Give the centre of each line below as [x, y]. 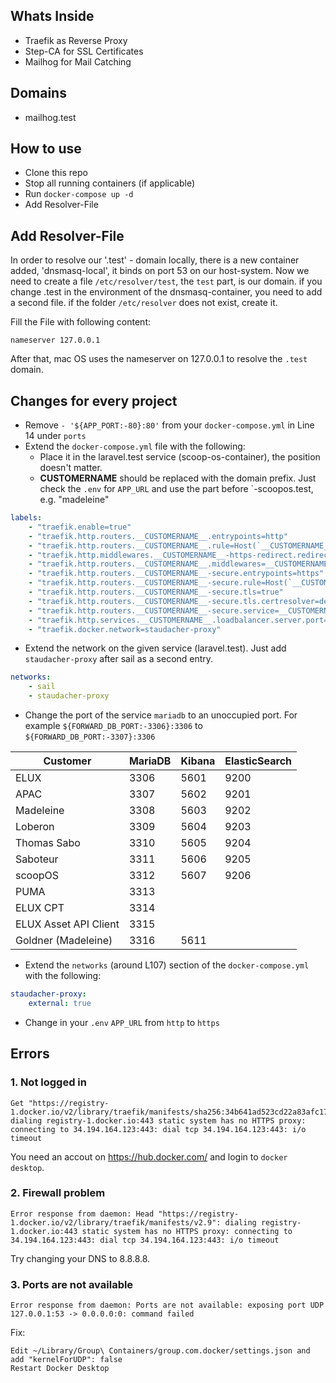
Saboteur [37, 859]
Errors [30, 1054]
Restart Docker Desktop [60, 1369]
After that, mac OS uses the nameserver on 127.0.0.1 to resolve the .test [159, 359]
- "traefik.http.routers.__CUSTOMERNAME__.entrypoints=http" [158, 536]
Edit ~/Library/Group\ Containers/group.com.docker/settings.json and [160, 1351]
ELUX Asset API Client [67, 924]
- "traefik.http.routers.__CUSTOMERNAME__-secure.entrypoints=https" [176, 574]
